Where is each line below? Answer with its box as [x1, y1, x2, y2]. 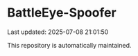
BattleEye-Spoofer [7, 5, 117, 21]
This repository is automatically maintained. [7, 41, 132, 49]
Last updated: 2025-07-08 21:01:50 [7, 28, 109, 36]
